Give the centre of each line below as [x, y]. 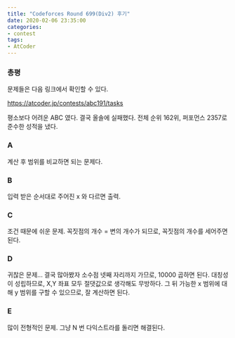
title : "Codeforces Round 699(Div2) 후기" [69, 14]
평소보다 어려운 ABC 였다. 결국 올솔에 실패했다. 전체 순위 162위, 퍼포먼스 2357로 [117, 118]
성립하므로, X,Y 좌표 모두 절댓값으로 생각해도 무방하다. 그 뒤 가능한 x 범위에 [117, 284]
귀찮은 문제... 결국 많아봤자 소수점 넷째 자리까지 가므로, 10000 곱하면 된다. [109, 275]
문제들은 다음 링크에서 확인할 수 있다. [58, 89]
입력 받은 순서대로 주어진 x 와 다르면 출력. [64, 196]
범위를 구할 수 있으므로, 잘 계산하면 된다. [75, 292]
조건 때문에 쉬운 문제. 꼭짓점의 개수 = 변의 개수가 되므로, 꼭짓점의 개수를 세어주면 [117, 231]
